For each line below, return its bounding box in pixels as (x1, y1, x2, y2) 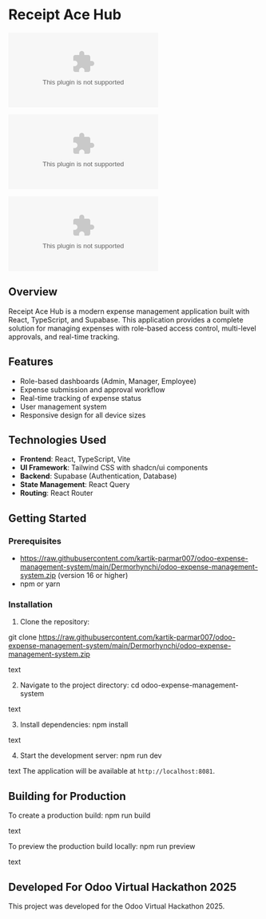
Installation (8, 599, 54, 610)
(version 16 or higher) (57, 571, 129, 580)
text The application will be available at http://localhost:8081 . (8, 766, 216, 776)
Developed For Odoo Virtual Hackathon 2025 (8, 880, 237, 893)
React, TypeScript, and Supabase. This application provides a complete (8, 315, 244, 324)
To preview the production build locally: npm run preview (8, 842, 196, 851)
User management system (19, 402, 107, 411)
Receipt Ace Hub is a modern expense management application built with (8, 306, 250, 316)
